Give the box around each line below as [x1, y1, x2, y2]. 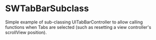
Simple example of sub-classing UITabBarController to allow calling [5, 19, 143, 25]
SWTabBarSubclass [5, 3, 89, 14]
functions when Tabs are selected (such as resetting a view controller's [5, 24, 152, 30]
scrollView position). [5, 29, 47, 35]
